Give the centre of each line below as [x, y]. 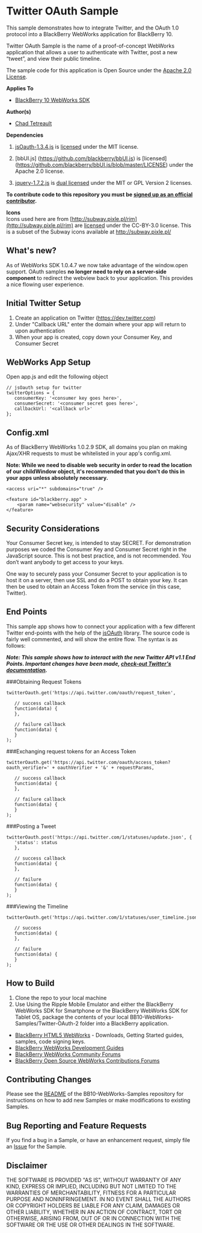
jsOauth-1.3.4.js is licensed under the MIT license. [77, 146]
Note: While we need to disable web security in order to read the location [99, 465]
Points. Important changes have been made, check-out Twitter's [89, 663]
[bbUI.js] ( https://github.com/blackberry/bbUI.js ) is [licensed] [91, 158]
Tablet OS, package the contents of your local [72, 1017]
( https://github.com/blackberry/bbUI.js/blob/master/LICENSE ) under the [104, 164]
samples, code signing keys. [50, 1041]
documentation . [27, 670]
